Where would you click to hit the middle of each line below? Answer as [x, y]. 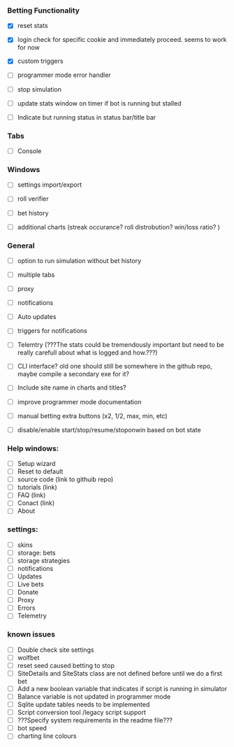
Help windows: [33, 448]
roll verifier [33, 199]
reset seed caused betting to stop [66, 665]
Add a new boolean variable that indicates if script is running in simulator [122, 688]
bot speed [32, 728]
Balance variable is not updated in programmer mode [94, 696]
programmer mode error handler [64, 75]
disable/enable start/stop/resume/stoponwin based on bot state [109, 429]
